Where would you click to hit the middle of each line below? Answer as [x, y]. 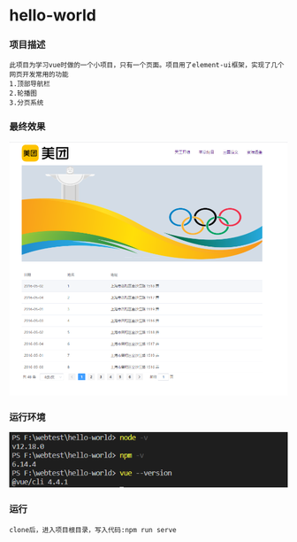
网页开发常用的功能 [39, 75]
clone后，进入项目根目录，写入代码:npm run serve [93, 530]
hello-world [53, 15]
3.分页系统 [27, 103]
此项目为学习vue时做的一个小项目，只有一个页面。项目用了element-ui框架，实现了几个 [147, 66]
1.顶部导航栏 [30, 84]
